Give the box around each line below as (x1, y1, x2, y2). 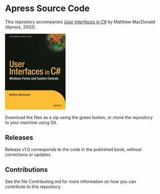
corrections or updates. (5, 151, 52, 157)
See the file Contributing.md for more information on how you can (5, 179, 136, 184)
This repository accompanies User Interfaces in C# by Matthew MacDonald (5, 19, 156, 25)
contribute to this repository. (5, 183, 62, 189)
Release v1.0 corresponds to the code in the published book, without (5, 146, 142, 152)
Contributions (5, 165, 48, 174)
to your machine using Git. (5, 119, 58, 125)
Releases (5, 134, 33, 142)
